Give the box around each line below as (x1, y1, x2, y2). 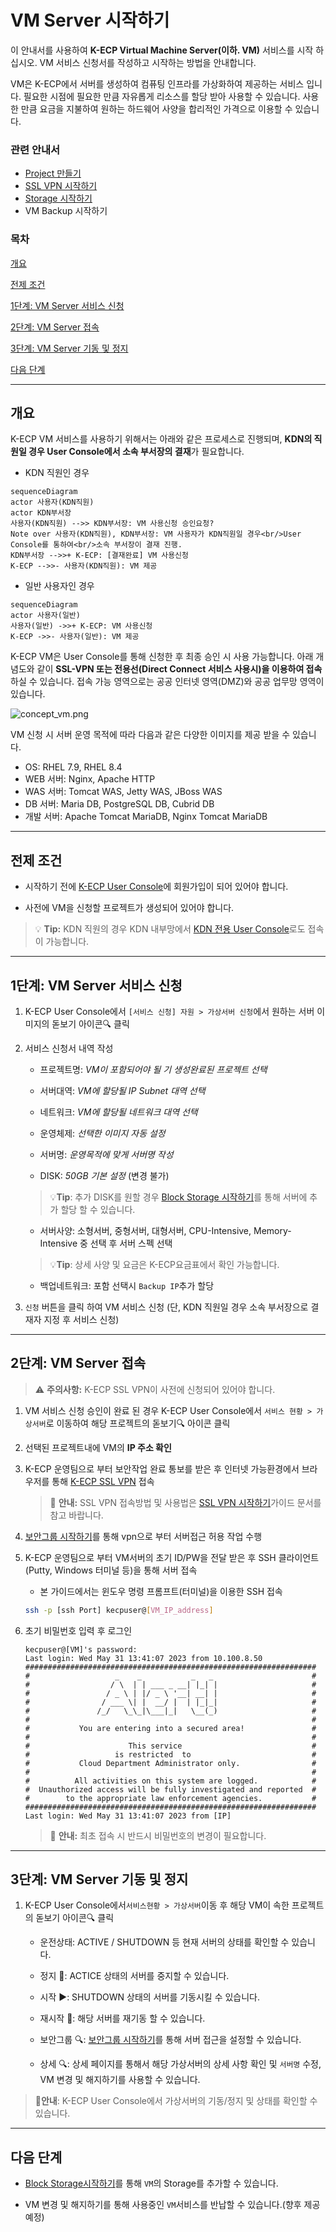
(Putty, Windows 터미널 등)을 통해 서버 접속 (24, 1564, 198, 1576)
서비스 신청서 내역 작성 (24, 1042, 114, 1054)
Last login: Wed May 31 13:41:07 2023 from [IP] (24, 1811, 232, 1821)
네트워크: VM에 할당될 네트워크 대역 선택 (39, 1106, 198, 1118)
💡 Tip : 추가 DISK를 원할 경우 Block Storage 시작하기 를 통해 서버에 (49, 1191, 308, 1203)
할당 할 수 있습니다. (60, 1203, 136, 1215)
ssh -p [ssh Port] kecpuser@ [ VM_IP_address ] (24, 1605, 214, 1615)
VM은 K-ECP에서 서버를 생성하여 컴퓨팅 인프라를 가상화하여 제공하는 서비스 (10, 77, 305, 90)
